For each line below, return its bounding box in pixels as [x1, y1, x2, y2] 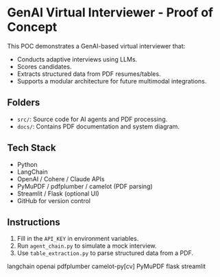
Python [16, 160, 38, 168]
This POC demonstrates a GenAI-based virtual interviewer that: [7, 42, 186, 50]
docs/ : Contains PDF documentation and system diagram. [16, 122, 180, 131]
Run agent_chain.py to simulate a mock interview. [16, 241, 157, 250]
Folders [7, 97, 40, 109]
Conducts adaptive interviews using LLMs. [16, 55, 138, 63]
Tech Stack [7, 142, 56, 154]
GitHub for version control [16, 196, 91, 205]
